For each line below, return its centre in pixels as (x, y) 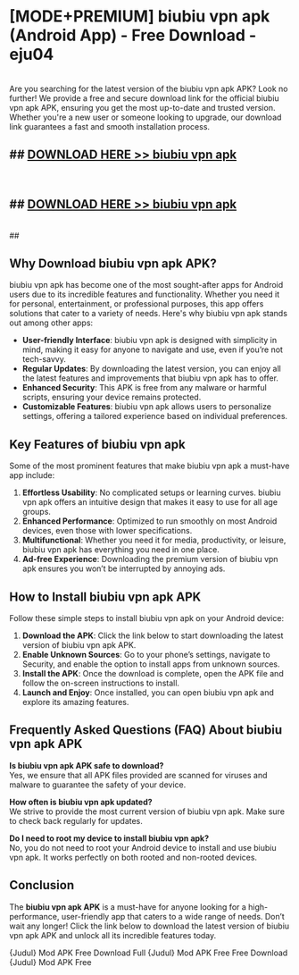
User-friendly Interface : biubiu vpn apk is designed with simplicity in (149, 340)
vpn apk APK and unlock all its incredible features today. (113, 935)
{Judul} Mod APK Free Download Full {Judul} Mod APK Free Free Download (149, 953)
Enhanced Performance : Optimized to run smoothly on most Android (149, 521)
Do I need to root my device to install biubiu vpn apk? (109, 838)
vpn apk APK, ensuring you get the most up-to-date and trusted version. (142, 107)
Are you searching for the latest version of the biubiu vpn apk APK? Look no (149, 88)
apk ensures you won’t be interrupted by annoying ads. (124, 568)
